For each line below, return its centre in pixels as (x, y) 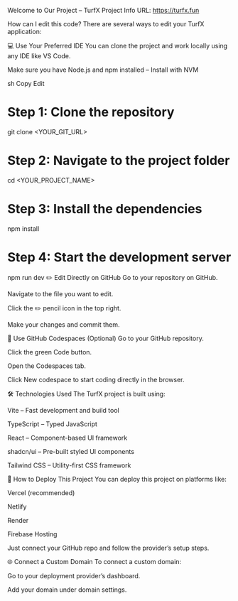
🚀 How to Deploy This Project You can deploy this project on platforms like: (117, 479)
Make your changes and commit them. (64, 324)
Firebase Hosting (32, 534)
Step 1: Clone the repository (91, 112)
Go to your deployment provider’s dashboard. (74, 575)
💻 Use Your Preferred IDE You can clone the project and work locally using (118, 46)
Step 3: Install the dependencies (105, 209)
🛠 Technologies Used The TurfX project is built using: (86, 394)
